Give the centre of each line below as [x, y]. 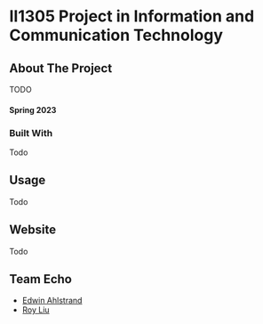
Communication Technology [116, 35]
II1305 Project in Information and [132, 16]
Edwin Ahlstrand [52, 301]
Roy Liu [36, 310]
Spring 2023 [33, 109]
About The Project [61, 68]
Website [32, 230]
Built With [31, 133]
